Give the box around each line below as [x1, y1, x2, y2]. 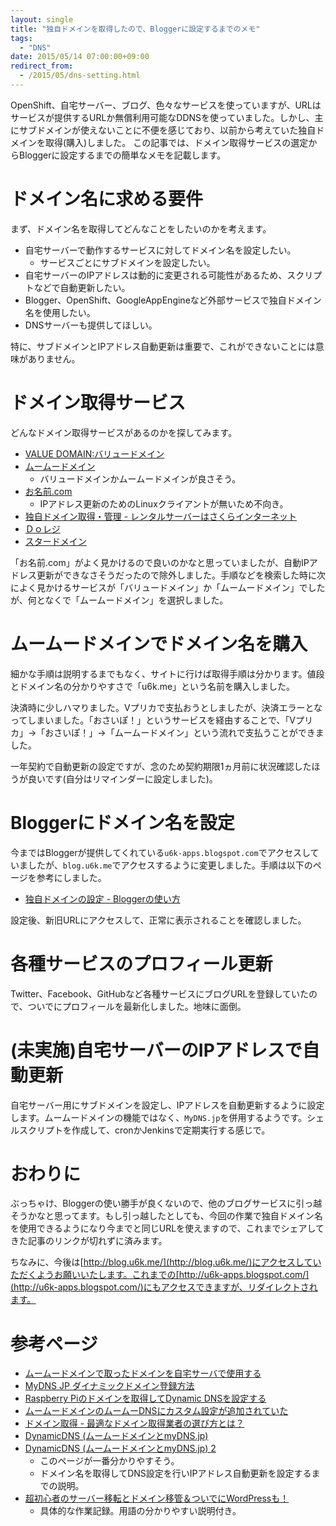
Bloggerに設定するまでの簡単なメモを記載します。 [18, 149, 227, 161]
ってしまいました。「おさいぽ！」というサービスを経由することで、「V [10, 714, 296, 726]
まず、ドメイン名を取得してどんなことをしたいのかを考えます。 [10, 222, 272, 235]
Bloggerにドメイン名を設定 [10, 811, 235, 834]
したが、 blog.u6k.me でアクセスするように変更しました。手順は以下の [27, 859, 313, 871]
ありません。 [27, 352, 81, 365]
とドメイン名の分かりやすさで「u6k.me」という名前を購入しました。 [10, 680, 296, 692]
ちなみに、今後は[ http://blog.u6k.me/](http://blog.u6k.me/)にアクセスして [10, 1256, 313, 1268]
